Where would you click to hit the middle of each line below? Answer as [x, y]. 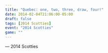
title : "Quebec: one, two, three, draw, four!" [54, 10]
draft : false [18, 19]
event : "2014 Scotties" [29, 28]
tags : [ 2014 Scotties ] [28, 23]
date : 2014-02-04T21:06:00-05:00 [39, 14]
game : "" [14, 32]
